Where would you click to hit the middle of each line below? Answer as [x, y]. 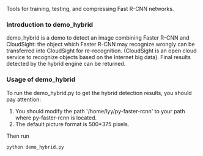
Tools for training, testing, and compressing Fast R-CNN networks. [90, 9]
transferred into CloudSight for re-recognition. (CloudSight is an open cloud [102, 51]
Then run [18, 136]
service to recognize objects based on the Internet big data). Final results [99, 57]
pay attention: [24, 99]
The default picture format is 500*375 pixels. [72, 124]
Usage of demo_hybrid [41, 80]
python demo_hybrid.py [35, 147]
